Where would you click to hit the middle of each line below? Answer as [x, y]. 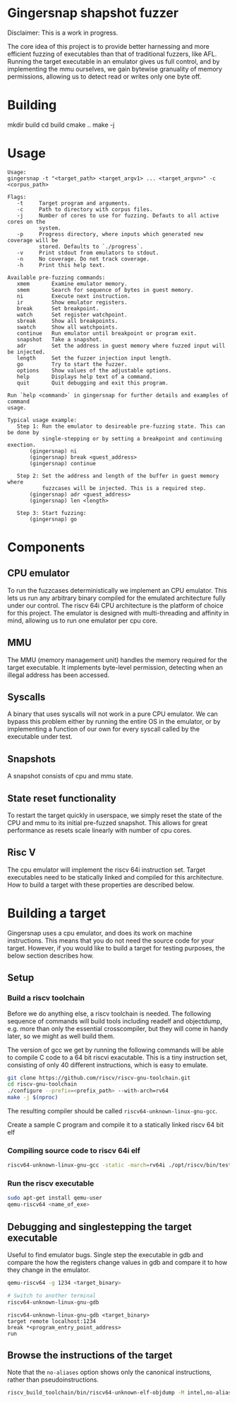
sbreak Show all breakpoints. [67, 321]
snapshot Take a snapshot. [59, 339]
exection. [22, 445]
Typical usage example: [42, 420]
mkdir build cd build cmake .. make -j [61, 125]
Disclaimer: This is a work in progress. [63, 33]
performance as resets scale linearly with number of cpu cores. [99, 831]
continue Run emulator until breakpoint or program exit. [107, 333]
